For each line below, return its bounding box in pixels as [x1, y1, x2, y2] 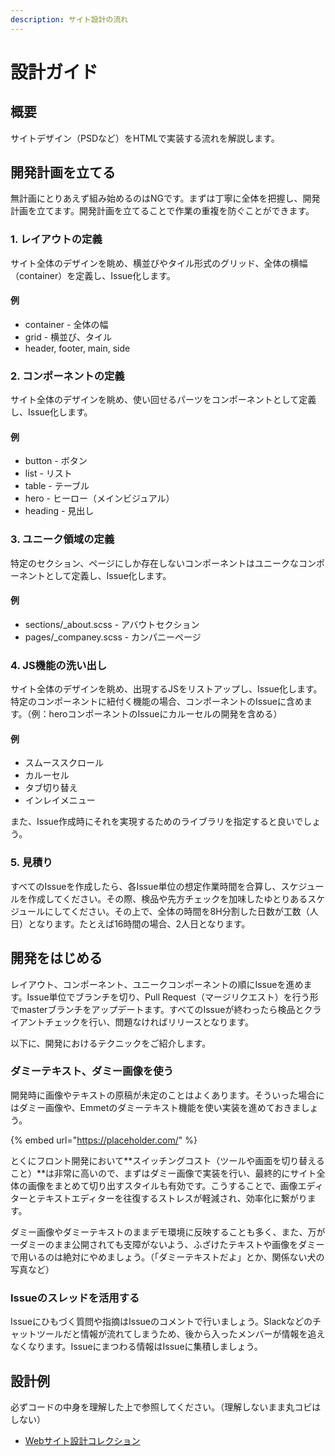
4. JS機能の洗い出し [10, 658, 108, 672]
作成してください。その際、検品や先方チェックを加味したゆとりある [27, 892, 308, 905]
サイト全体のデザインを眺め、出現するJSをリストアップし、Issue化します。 [10, 683, 323, 695]
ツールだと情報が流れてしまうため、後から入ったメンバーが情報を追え [36, 1328, 326, 1340]
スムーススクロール [24, 757, 105, 769]
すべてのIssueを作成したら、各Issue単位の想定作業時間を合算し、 [10, 880, 282, 892]
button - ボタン [24, 455, 88, 467]
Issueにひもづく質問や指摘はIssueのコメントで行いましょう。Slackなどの [10, 1316, 313, 1328]
